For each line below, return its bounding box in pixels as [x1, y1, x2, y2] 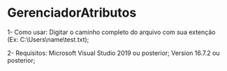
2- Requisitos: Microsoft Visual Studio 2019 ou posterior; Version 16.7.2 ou [7, 49, 220, 57]
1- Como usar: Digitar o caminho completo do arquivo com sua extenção [7, 28, 216, 36]
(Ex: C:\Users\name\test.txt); [7, 35, 89, 43]
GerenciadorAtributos [7, 5, 137, 21]
